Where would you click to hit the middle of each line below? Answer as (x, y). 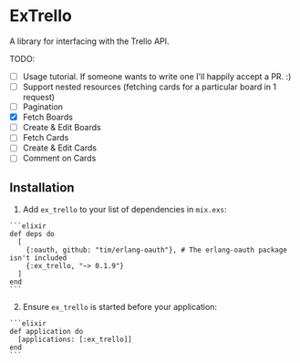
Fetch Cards (46, 138)
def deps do (32, 234)
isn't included (38, 258)
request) (39, 98)
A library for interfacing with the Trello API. (90, 41)
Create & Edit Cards (60, 148)
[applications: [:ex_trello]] (75, 340)
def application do (47, 332)
